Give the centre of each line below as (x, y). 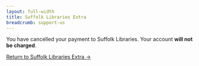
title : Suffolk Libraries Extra (46, 17)
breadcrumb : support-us (36, 22)
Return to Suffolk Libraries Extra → (49, 57)
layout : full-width (30, 11)
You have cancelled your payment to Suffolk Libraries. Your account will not (99, 39)
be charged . (21, 45)
